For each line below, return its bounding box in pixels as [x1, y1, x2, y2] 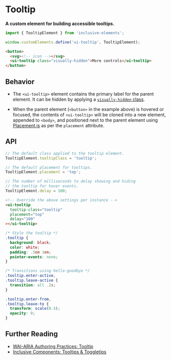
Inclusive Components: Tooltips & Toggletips [12, 349, 107, 355]
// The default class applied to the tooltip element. [5, 151, 125, 156]
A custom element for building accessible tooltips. [5, 20, 115, 27]
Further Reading [5, 330, 58, 339]
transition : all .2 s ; [10, 282, 56, 287]
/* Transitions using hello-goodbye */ [5, 268, 90, 274]
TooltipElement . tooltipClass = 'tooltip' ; [5, 155, 97, 161]
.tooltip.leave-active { [5, 278, 58, 283]
